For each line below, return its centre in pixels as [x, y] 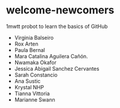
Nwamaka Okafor [35, 62]
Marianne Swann [35, 99]
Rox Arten [27, 44]
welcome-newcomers [60, 10]
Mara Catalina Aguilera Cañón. [51, 56]
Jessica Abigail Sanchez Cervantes [57, 68]
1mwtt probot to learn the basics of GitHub [57, 26]
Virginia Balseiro [34, 37]
